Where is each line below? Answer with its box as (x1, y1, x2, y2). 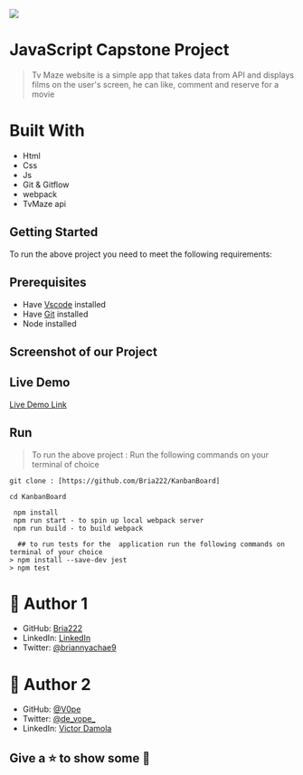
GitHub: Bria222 (22, 623, 83, 634)
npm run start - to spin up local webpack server (13, 515, 204, 525)
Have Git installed (22, 308, 89, 319)
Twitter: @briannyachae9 (22, 642, 117, 653)
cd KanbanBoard (9, 492, 67, 501)
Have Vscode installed (22, 298, 107, 309)
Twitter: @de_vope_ (22, 714, 96, 724)
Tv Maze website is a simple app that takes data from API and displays (31, 69, 295, 80)
